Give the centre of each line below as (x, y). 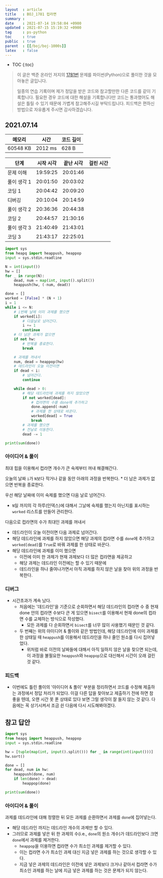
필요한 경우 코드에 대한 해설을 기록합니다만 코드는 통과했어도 (92, 97)
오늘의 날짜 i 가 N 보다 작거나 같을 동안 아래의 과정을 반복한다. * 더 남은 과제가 (77, 478)
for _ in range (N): (25, 276)
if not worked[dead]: (45, 398)
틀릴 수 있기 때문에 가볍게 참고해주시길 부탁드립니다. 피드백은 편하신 (90, 103)
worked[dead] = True (52, 416)
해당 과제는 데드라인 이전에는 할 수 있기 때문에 (63, 563)
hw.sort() (15, 756)
